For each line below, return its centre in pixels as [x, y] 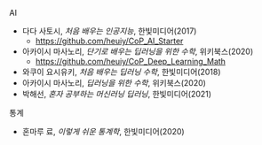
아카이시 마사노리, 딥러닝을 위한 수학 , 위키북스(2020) [114, 83]
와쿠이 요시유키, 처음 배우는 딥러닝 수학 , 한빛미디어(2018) [121, 72]
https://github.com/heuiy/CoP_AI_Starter [109, 41]
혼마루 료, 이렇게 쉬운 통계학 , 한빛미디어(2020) [103, 131]
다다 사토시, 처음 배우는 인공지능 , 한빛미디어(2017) [109, 31]
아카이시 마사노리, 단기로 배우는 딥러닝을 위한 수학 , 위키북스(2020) [138, 51]
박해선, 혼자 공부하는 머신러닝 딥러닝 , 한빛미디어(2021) [116, 94]
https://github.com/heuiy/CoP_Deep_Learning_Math [131, 61]
